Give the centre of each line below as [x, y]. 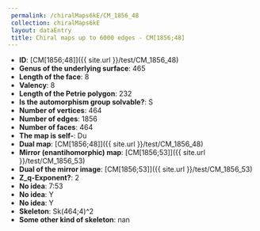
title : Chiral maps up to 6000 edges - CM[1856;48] [98, 38]
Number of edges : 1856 [58, 119]
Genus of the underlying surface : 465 [82, 69]
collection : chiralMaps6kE [55, 23]
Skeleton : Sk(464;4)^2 [56, 211]
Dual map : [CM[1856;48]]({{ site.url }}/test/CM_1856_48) [111, 144]
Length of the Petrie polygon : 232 [75, 94]
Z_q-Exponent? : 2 [49, 178]
